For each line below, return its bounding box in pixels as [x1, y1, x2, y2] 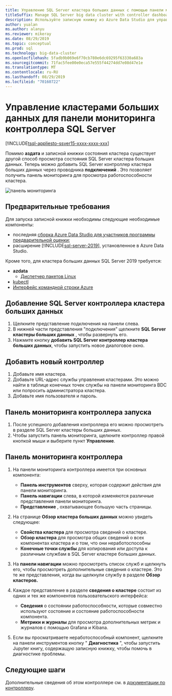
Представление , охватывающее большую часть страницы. [20, 503, 153, 509]
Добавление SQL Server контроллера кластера [5, 299, 165, 307]
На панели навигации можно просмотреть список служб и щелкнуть [12, 561, 166, 567]
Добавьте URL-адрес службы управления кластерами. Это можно [12, 376, 159, 383]
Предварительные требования [5, 203, 110, 211]
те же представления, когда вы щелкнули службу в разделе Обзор [12, 572, 160, 578]
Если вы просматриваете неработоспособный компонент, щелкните [12, 634, 163, 640]
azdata [12, 268, 28, 274]
